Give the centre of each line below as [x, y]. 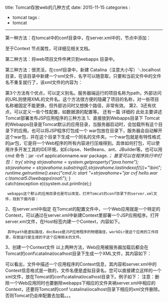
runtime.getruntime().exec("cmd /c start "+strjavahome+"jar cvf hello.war [81, 173]
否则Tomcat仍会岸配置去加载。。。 [39, 295]
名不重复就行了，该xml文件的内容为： [44, 82]
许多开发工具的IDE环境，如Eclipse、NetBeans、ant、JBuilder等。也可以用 [86, 149]
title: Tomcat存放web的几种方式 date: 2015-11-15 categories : [68, 7]
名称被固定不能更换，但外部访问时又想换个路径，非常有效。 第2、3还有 [79, 105]
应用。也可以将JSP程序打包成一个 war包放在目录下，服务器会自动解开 [90, 130]
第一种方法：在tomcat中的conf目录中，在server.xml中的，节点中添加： [78, 38]
